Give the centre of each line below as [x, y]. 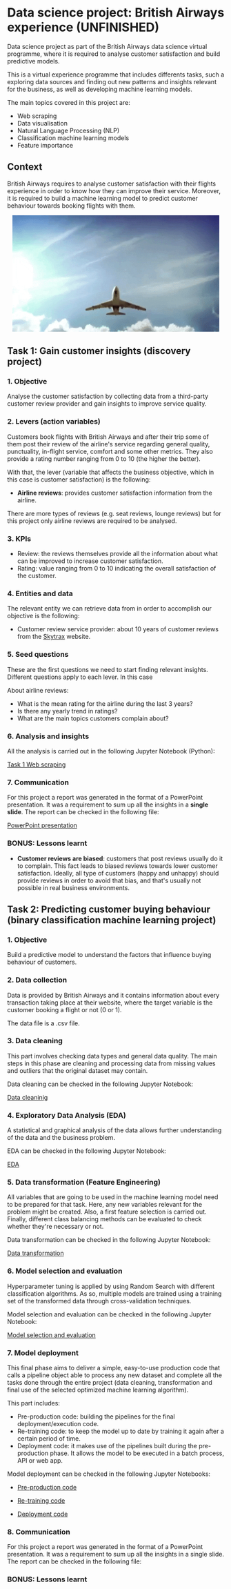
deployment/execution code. [58, 1423]
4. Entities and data [40, 593]
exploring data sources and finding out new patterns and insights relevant [112, 81]
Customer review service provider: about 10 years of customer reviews [118, 629]
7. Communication [38, 782]
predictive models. [33, 61]
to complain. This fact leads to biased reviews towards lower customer [118, 866]
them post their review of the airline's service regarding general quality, [109, 444]
